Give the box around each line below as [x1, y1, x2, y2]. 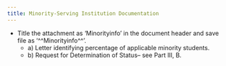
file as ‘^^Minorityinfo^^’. [17, 36, 86, 45]
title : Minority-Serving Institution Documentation [7, 10, 159, 17]
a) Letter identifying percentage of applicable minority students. [27, 43, 210, 52]
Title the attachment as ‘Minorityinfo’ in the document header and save [17, 29, 219, 37]
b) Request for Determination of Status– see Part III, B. [27, 51, 182, 59]
